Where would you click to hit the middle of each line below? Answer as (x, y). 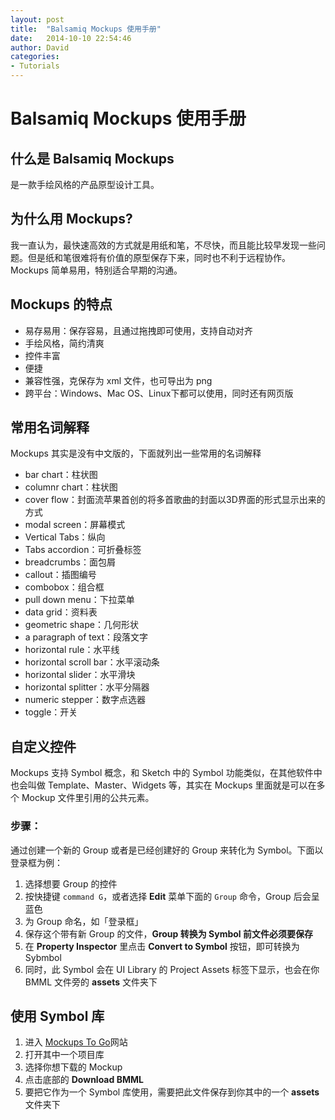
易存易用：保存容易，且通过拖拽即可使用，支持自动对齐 (138, 330)
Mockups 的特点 (61, 304)
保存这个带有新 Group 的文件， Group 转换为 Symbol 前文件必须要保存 (168, 933)
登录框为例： (36, 862)
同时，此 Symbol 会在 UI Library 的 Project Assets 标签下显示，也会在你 (172, 969)
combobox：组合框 (64, 587)
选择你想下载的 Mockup (73, 1067)
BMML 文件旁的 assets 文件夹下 (91, 982)
